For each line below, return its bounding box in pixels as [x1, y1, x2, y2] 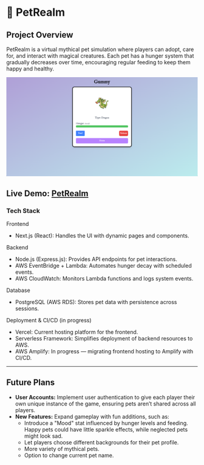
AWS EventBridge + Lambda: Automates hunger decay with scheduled [15, 262, 192, 270]
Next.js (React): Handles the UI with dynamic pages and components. [15, 232, 189, 239]
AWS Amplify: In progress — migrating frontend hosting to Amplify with [15, 348, 194, 355]
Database [6, 287, 30, 294]
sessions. [15, 305, 39, 312]
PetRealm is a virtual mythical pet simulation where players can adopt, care [6, 46, 194, 53]
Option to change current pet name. [24, 452, 114, 459]
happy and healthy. [6, 65, 55, 72]
